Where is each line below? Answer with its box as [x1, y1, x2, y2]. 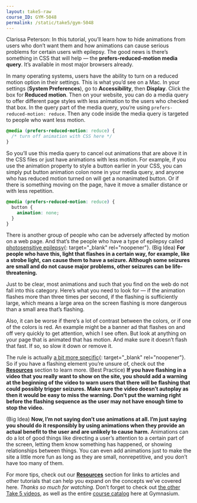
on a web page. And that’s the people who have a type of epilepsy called [6, 238, 183, 245]
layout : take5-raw [6, 8, 51, 15]
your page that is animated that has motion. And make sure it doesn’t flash [6, 336, 188, 343]
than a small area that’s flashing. [6, 306, 85, 313]
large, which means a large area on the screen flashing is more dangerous [6, 299, 188, 307]
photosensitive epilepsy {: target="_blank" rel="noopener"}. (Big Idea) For [6, 244, 185, 251]
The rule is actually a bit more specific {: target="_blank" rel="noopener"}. [6, 354, 186, 361]
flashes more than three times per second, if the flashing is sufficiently [6, 294, 178, 301]
